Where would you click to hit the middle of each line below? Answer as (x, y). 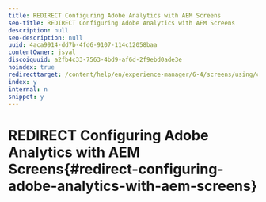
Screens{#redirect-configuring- (116, 169)
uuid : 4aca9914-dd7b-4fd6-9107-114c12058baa (83, 45)
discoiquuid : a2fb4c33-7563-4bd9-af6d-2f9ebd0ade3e (95, 60)
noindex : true (32, 67)
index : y (23, 82)
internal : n (28, 89)
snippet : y (26, 97)
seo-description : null (46, 38)
